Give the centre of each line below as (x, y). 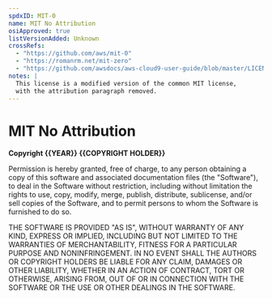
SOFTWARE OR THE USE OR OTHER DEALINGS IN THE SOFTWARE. (122, 288)
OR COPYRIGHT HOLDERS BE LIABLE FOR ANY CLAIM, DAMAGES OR (125, 262)
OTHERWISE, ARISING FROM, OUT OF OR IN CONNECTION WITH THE (126, 279)
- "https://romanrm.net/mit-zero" (74, 61)
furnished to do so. (40, 212)
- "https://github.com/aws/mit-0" (74, 53)
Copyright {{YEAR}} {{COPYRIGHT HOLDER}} (87, 154)
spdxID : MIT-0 (32, 16)
